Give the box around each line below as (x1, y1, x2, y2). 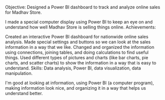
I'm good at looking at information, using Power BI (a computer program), (5, 80, 154, 86)
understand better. (5, 91, 43, 96)
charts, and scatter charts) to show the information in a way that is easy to (5, 60, 157, 66)
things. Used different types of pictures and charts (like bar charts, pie (5, 55, 148, 61)
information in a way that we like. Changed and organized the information (5, 44, 155, 50)
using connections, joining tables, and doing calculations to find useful (5, 49, 149, 55)
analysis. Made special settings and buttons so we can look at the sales (5, 39, 151, 45)
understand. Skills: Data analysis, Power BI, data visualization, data (5, 65, 141, 71)
